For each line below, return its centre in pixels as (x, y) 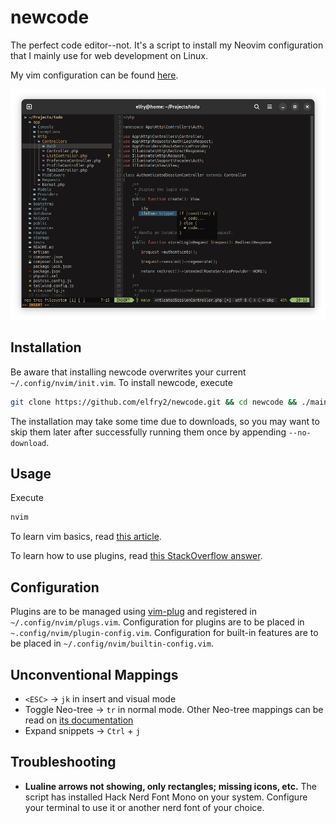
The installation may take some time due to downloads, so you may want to (165, 421)
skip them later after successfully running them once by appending (148, 432)
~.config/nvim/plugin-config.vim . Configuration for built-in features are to (164, 633)
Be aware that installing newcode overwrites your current (128, 372)
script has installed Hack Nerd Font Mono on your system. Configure (166, 797)
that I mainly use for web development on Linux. (109, 55)
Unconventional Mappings (94, 674)
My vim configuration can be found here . (94, 75)
